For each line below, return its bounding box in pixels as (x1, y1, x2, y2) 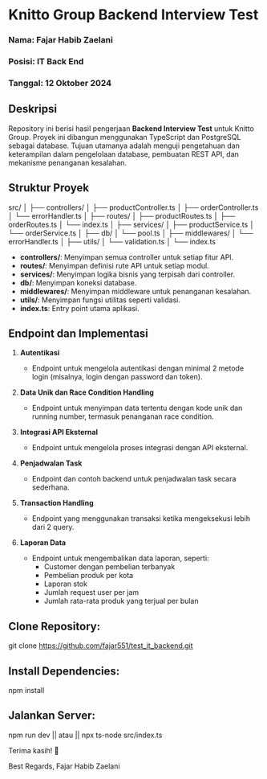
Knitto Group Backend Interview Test (8, 6, 259, 24)
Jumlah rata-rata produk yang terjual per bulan (43, 597, 199, 606)
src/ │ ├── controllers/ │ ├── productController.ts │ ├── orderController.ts (8, 203, 259, 212)
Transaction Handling (19, 498, 94, 508)
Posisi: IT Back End (8, 56, 84, 68)
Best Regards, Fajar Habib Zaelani (8, 761, 120, 771)
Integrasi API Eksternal (19, 428, 99, 437)
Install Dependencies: (8, 664, 120, 678)
